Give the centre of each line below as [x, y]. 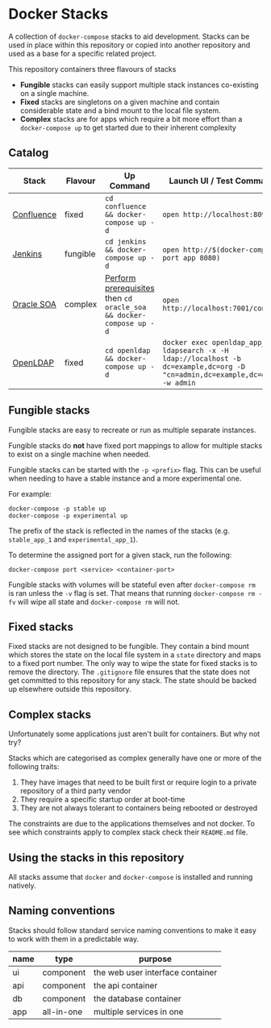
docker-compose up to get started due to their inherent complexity [128, 127]
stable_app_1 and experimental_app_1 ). [73, 539]
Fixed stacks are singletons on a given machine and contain [120, 102]
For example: [30, 493]
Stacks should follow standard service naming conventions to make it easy [132, 930]
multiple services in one [139, 1011]
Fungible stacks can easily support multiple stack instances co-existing [139, 85]
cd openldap [127, 350]
